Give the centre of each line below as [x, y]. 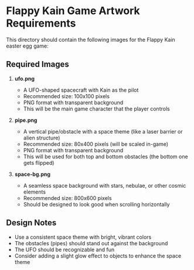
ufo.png [25, 78]
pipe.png [26, 120]
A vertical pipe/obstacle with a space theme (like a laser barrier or [103, 131]
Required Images [38, 64]
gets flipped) [39, 162]
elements [34, 192]
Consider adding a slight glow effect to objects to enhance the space [98, 256]
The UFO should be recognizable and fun [64, 249]
